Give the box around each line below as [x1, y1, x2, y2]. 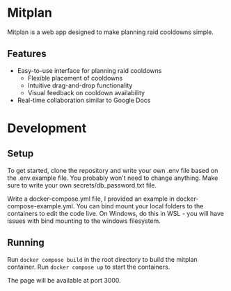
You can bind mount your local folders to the [76, 201, 204, 210]
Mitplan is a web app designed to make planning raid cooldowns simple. [7, 28, 214, 36]
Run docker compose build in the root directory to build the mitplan [7, 255, 198, 263]
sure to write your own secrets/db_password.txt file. [7, 181, 157, 189]
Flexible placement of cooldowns [27, 74, 123, 82]
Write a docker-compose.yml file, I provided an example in [7, 194, 175, 203]
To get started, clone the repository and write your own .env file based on [7, 166, 218, 174]
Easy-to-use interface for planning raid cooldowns [17, 66, 162, 74]
